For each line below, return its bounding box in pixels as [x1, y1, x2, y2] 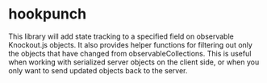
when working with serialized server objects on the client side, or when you [8, 57, 260, 67]
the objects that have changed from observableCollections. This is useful [8, 48, 252, 58]
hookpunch [8, 5, 87, 23]
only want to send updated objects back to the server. [8, 65, 188, 75]
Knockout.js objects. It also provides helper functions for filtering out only [8, 39, 252, 49]
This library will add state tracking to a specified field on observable [8, 31, 234, 41]
